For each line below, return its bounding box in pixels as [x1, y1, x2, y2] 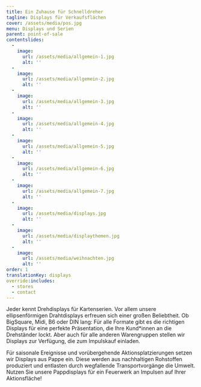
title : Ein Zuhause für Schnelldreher [6, 8, 104, 15]
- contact [11, 289, 36, 295]
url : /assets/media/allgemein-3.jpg [22, 98, 114, 104]
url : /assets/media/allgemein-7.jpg [22, 188, 114, 194]
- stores [11, 283, 34, 289]
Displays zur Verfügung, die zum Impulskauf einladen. [6, 338, 140, 345]
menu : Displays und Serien [6, 25, 74, 32]
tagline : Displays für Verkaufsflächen [6, 14, 107, 20]
